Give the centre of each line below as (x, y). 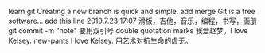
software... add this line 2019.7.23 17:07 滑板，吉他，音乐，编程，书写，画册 (132, 21)
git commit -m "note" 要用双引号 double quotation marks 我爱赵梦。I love (128, 30)
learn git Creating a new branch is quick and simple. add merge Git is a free (132, 11)
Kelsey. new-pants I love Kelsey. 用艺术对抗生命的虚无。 (100, 40)
